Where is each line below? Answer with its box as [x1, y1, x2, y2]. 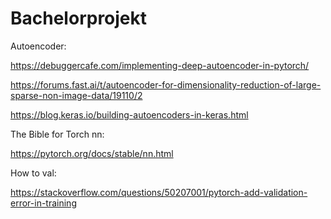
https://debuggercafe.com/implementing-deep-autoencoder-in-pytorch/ [10, 59, 310, 71]
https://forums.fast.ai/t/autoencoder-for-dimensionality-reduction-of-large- [10, 78, 322, 91]
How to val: [10, 167, 57, 179]
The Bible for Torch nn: [10, 128, 105, 140]
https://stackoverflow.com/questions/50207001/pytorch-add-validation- [10, 186, 308, 198]
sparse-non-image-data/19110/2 [10, 89, 143, 101]
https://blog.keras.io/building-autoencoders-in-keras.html [10, 108, 249, 121]
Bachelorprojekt [10, 7, 148, 30]
